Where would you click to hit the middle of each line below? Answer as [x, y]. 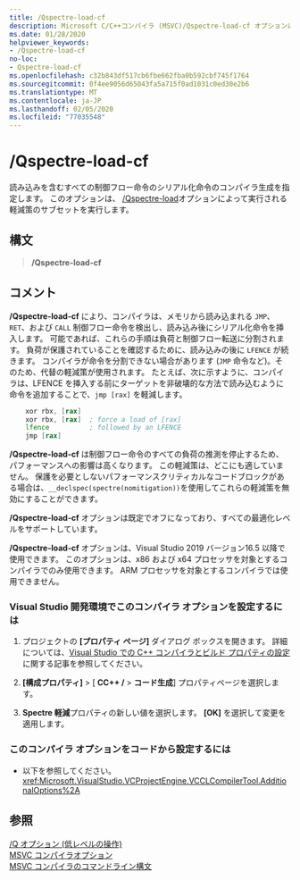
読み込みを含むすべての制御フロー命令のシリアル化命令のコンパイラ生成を [146, 188]
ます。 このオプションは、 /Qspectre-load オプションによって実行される [156, 198]
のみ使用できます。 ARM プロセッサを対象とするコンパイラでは [164, 570]
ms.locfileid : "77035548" [57, 117]
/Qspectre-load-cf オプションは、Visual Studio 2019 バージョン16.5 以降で [147, 548]
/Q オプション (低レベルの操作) [66, 843]
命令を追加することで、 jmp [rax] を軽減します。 [98, 394]
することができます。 [64, 499]
